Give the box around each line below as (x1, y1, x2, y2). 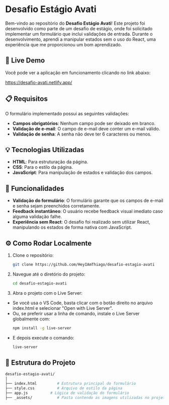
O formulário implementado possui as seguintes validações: (5, 110, 129, 116)
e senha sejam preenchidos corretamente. (12, 203, 101, 209)
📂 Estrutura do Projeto (5, 358, 75, 367)
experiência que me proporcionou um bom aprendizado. (5, 41, 122, 47)
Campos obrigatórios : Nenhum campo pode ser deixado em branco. (12, 120, 156, 126)
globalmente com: (12, 316, 50, 322)
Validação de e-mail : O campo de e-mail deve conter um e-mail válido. (12, 125, 160, 131)
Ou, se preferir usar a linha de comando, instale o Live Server (12, 310, 140, 316)
